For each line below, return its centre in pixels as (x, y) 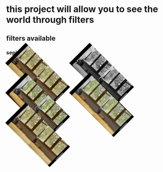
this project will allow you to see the (82, 9)
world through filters (50, 20)
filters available (31, 38)
